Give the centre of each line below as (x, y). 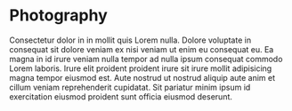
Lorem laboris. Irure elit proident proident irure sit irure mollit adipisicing (141, 68)
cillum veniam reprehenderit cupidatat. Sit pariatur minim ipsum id (130, 87)
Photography (59, 16)
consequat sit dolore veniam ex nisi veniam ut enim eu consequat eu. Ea (142, 49)
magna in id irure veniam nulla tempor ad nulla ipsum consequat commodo (146, 59)
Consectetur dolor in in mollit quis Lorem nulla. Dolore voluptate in (130, 40)
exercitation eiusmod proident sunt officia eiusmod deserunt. (121, 96)
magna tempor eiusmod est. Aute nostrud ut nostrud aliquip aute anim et (142, 77)
